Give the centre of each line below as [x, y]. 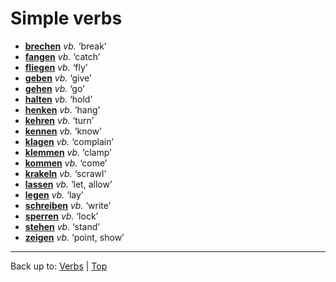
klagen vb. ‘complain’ [69, 141]
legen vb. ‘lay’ [54, 194]
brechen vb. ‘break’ [65, 46]
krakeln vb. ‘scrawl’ [65, 173]
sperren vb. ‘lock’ [61, 216]
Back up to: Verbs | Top [59, 266]
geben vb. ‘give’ [58, 78]
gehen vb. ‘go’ [54, 88]
